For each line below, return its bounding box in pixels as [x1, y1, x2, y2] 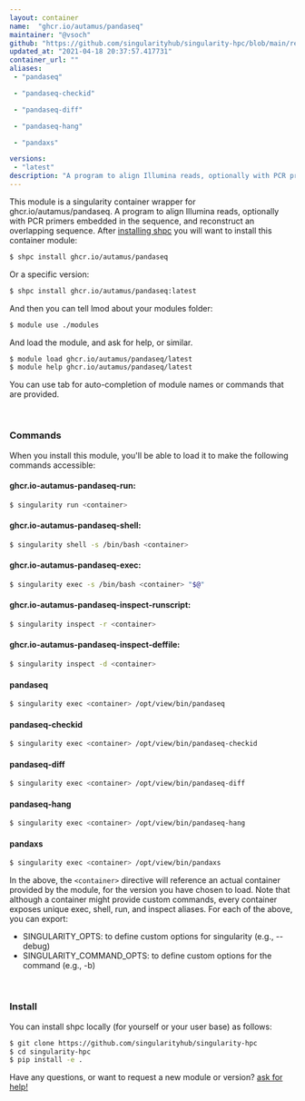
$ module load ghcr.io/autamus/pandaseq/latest [9, 354, 193, 363]
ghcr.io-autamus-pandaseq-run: [9, 481, 136, 491]
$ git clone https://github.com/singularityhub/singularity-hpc [9, 1038, 258, 1047]
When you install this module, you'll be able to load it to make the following [9, 450, 289, 461]
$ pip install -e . [9, 1056, 84, 1065]
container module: [9, 234, 78, 245]
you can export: [9, 914, 68, 925]
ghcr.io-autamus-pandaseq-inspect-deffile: [9, 640, 181, 650]
